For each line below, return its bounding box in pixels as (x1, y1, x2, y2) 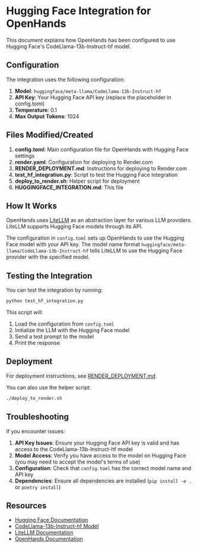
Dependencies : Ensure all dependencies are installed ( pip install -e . (14, 477, 192, 484)
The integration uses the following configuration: (6, 76, 125, 83)
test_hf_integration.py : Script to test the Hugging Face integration (14, 171, 178, 178)
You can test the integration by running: (6, 287, 103, 294)
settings (14, 152, 35, 159)
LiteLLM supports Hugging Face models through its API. (6, 223, 143, 230)
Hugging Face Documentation (14, 516, 88, 524)
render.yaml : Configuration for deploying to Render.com (14, 158, 153, 165)
